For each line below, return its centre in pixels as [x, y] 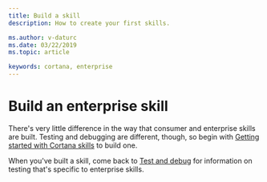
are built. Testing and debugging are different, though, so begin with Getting [134, 136]
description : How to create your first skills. [89, 23]
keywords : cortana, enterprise [61, 67]
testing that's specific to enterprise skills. [76, 169]
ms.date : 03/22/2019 [43, 45]
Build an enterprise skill [88, 107]
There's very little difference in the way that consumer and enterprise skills [132, 128]
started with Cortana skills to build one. [73, 145]
